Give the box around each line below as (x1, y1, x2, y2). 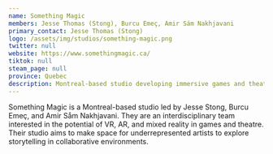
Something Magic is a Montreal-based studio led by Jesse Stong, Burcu (8, 102, 249, 112)
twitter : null (8, 42, 57, 50)
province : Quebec (8, 72, 67, 80)
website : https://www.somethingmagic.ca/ (8, 49, 151, 58)
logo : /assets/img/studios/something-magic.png (8, 34, 173, 43)
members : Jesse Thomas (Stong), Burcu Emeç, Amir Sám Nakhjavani (8, 19, 234, 28)
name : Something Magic (8, 11, 85, 20)
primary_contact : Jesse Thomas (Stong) (8, 27, 144, 35)
